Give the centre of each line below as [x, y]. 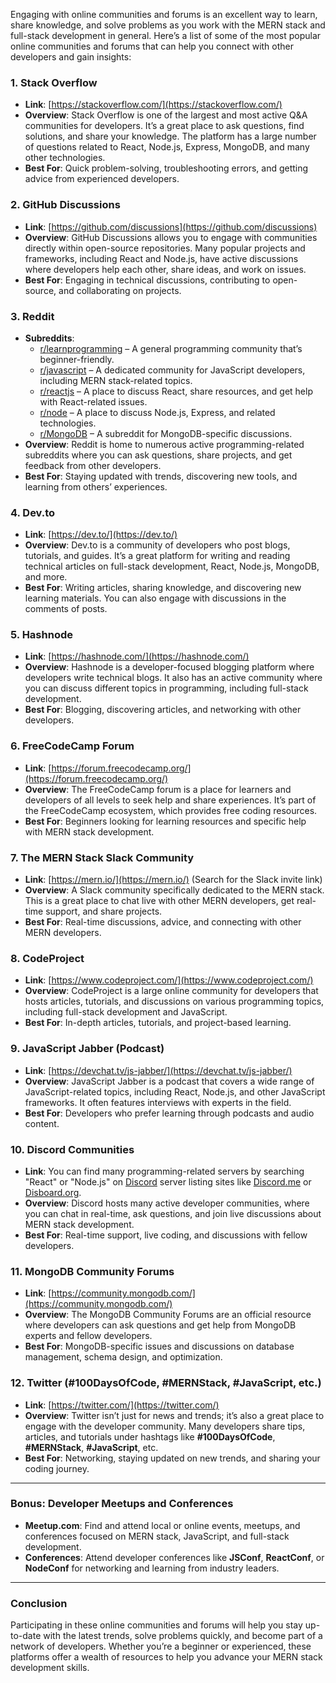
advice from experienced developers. [102, 179]
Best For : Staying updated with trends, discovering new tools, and [161, 476]
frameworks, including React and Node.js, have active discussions [161, 258]
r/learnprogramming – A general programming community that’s [171, 348]
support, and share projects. [104, 911]
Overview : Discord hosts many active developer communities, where [167, 1203]
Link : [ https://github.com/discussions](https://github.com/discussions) [171, 226]
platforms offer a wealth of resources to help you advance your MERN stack [166, 1657]
